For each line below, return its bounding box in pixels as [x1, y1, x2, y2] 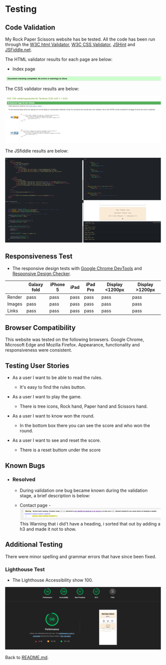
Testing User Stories [5, 361, 70, 370]
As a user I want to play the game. [12, 394, 82, 400]
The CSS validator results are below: [5, 86, 80, 92]
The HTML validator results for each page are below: [5, 56, 113, 62]
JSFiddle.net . [5, 47, 32, 52]
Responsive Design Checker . [12, 271, 71, 277]
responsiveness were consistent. [5, 347, 73, 353]
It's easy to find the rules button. [19, 384, 86, 390]
